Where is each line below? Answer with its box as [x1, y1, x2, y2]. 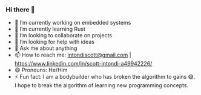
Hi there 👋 [5, 5, 36, 14]
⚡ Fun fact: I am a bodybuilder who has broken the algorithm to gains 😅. [14, 73, 196, 81]
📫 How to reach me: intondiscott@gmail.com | [14, 51, 131, 59]
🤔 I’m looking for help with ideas [14, 38, 95, 46]
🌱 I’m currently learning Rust [14, 25, 86, 32]
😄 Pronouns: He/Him [14, 66, 68, 74]
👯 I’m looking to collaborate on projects [14, 32, 113, 39]
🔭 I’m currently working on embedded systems [14, 19, 131, 26]
